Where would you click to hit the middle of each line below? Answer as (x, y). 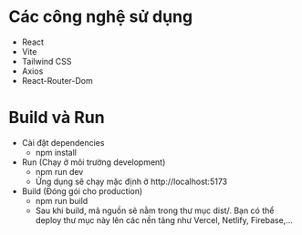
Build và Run (57, 118)
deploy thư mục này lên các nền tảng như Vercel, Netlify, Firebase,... (164, 220)
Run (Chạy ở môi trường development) (94, 162)
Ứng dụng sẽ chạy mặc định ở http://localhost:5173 (131, 181)
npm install (56, 152)
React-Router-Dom (57, 80)
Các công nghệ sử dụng (101, 17)
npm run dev (59, 171)
